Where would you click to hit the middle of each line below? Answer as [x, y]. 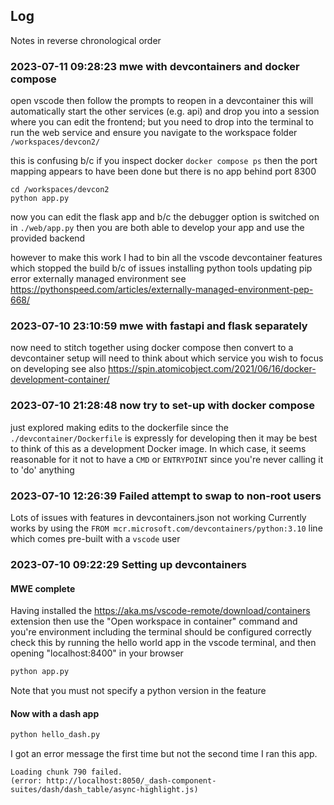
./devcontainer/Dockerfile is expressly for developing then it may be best [164, 438]
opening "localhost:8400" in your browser [97, 653]
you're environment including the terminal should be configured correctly [161, 632]
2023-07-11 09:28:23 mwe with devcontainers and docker [155, 66]
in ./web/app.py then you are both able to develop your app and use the [157, 228]
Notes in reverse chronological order [86, 40]
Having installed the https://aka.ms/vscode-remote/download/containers [160, 611]
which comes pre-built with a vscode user [95, 538]
